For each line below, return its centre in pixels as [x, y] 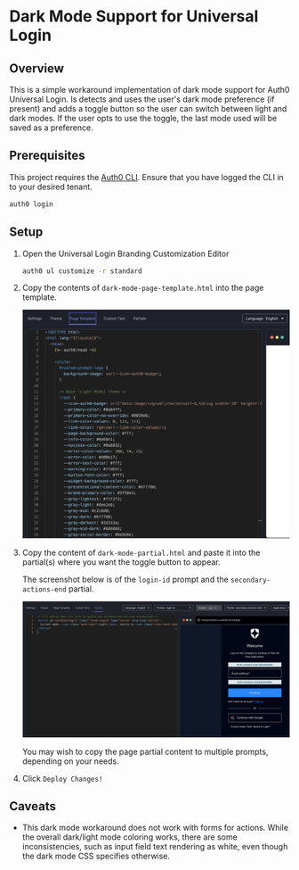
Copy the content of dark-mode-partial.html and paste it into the [141, 552]
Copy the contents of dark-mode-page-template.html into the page [143, 288]
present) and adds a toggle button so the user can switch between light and [148, 108]
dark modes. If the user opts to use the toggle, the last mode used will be [143, 118]
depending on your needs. [70, 761]
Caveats [32, 806]
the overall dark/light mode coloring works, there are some [129, 837]
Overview [37, 68]
